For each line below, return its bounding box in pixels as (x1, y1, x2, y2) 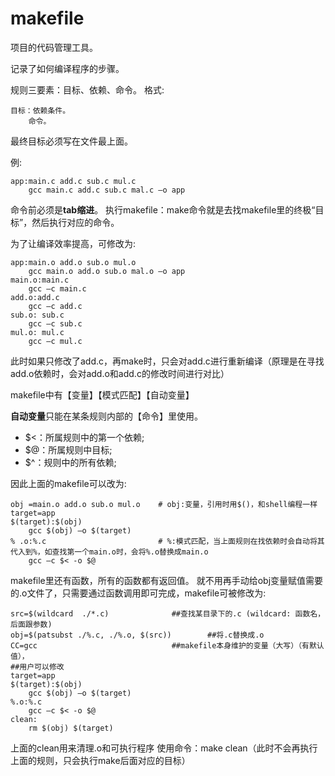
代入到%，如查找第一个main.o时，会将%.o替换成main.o (10, 547, 209, 557)
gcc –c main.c (28, 283, 87, 294)
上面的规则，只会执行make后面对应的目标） (10, 754, 191, 766)
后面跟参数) (10, 619, 53, 629)
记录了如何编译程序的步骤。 (10, 62, 125, 74)
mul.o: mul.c (10, 327, 65, 337)
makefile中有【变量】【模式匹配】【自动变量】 (10, 388, 195, 401)
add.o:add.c (10, 292, 60, 302)
